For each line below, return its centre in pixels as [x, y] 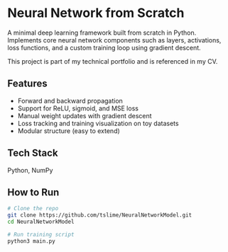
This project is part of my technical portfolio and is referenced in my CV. [113, 61]
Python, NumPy [30, 170]
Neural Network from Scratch [96, 13]
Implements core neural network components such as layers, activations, [114, 40]
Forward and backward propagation [70, 101]
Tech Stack [33, 153]
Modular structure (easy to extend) [69, 131]
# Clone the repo [33, 209]
